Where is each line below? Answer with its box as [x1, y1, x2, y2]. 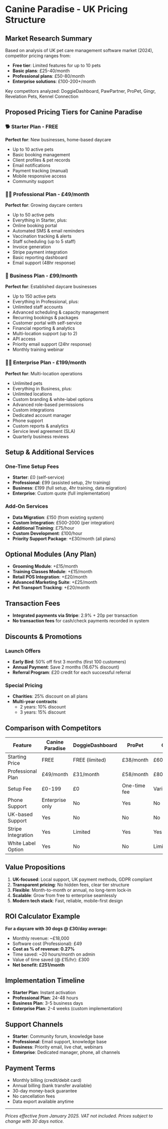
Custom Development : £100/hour [12, 530, 82, 536]
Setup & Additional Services [5, 447, 94, 457]
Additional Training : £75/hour [12, 525, 74, 531]
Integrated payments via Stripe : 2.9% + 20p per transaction [12, 612, 138, 618]
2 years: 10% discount [19, 704, 66, 710]
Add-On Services [5, 503, 48, 510]
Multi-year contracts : [12, 699, 58, 705]
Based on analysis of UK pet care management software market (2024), [5, 48, 153, 53]
